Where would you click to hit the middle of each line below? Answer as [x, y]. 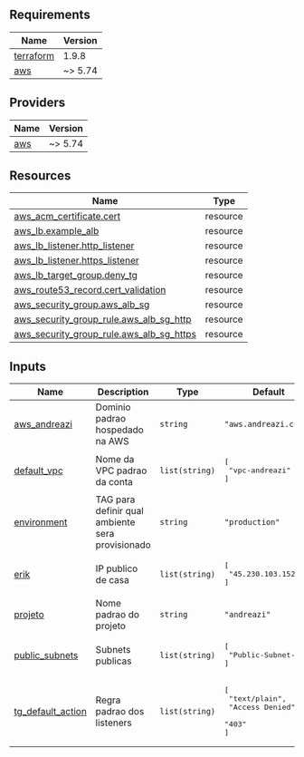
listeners [114, 723]
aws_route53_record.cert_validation [90, 290]
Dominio [113, 407]
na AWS [112, 442]
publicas [114, 661]
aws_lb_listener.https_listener [76, 260]
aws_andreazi [43, 424]
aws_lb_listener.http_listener [74, 246]
